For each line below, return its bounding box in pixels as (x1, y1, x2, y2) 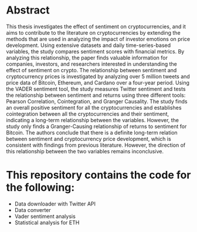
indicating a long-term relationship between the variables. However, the (6, 116, 179, 123)
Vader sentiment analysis (14, 213, 76, 220)
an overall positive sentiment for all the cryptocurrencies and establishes (6, 104, 182, 111)
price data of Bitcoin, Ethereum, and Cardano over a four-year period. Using (6, 79, 189, 86)
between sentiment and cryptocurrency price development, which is (6, 135, 171, 142)
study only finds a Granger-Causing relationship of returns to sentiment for (6, 123, 187, 130)
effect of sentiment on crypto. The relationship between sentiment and (6, 66, 177, 73)
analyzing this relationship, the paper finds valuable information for (6, 54, 168, 61)
